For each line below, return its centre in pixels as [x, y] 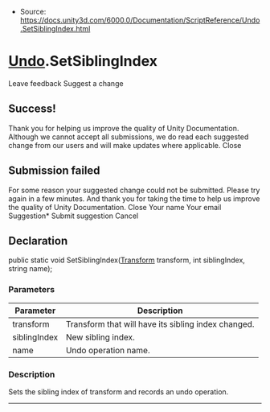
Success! [32, 109]
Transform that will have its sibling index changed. [160, 323]
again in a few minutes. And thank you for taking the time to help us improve [134, 198]
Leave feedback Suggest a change [66, 83]
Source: [33, 12]
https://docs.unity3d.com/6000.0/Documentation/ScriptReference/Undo [140, 20]
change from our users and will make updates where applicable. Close [125, 145]
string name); [31, 269]
